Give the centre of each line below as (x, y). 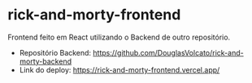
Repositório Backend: (55, 52)
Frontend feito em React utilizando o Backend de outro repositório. (119, 37)
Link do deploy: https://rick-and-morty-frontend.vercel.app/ (119, 69)
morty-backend (46, 61)
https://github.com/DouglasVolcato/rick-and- (168, 52)
